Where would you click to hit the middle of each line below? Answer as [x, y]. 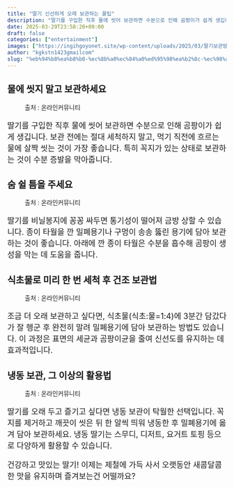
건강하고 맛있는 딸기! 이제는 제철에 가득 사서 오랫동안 [99, 465]
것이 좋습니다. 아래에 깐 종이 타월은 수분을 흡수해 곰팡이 [120, 244]
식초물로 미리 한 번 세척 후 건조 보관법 [82, 280]
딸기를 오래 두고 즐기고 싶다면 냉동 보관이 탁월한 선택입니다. [111, 412]
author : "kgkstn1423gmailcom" [51, 53]
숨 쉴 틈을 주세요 [40, 185]
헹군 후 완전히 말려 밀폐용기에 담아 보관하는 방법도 [113, 328]
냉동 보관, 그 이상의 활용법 [59, 375]
